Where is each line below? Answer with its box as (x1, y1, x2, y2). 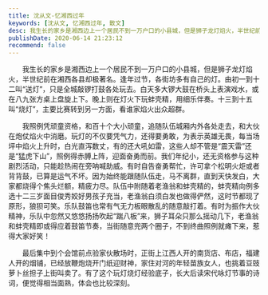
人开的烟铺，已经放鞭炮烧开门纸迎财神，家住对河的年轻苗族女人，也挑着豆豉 (8, 258, 260, 268)
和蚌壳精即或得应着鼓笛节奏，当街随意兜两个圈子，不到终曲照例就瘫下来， (8, 221, 253, 231)
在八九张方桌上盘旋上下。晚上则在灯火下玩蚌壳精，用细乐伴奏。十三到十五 (8, 94, 253, 104)
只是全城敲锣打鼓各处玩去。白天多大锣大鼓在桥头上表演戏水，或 (49, 85, 259, 94)
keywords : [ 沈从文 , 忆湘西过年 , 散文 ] (8, 19, 125, 27)
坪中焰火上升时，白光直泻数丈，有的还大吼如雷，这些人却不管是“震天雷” (8, 142, 246, 151)
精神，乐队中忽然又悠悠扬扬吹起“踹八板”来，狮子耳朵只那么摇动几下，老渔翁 (8, 211, 259, 221)
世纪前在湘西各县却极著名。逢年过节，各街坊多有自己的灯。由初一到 (29, 74, 253, 84)
